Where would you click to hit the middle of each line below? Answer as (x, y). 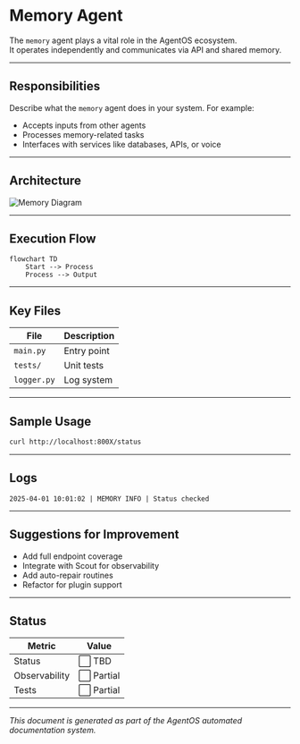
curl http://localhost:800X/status (75, 442)
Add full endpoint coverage (72, 556)
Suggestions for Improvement (95, 534)
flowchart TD (33, 259)
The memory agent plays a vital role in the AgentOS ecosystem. (123, 40)
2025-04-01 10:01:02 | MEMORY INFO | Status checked (109, 499)
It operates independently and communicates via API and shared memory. (146, 49)
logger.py (34, 380)
